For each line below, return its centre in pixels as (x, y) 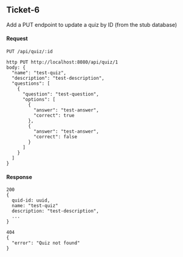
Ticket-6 (23, 10)
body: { (16, 68)
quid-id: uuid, (31, 200)
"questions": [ (31, 84)
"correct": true (54, 116)
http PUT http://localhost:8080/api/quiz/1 (62, 62)
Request (17, 38)
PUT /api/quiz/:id (29, 52)
